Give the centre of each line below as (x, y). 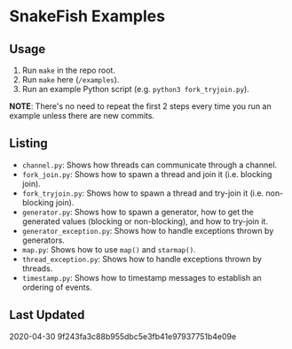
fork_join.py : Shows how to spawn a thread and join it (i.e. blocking (147, 174)
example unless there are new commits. (82, 116)
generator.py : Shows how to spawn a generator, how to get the (138, 212)
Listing (29, 143)
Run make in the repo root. (68, 70)
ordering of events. (57, 287)
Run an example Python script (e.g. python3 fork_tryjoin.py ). (136, 89)
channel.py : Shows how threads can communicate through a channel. (150, 165)
